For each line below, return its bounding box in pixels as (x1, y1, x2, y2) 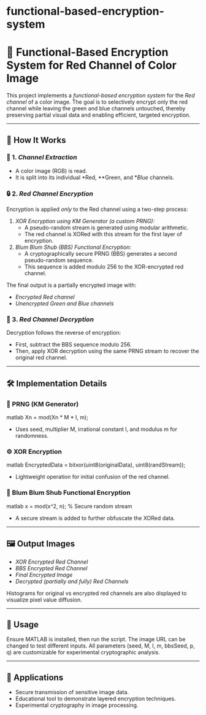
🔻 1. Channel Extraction (6, 153, 78, 162)
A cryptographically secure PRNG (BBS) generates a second (24, 250, 177, 258)
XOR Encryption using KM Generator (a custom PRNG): (15, 218, 155, 225)
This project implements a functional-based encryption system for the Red (6, 92, 195, 99)
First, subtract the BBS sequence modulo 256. (15, 341, 132, 348)
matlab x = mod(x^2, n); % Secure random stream (6, 502, 133, 510)
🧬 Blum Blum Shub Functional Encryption (6, 489, 131, 497)
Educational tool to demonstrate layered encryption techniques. (15, 695, 176, 703)
